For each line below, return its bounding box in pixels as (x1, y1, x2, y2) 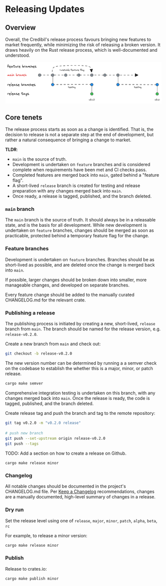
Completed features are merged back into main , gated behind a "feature (12, 172, 160, 178)
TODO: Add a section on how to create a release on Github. (5, 450, 127, 456)
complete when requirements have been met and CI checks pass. (12, 167, 147, 173)
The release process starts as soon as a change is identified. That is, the (5, 126, 154, 132)
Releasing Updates (5, 3, 84, 15)
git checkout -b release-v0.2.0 (5, 351, 72, 356)
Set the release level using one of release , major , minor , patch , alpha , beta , (5, 517, 158, 523)
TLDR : (5, 147, 18, 153)
